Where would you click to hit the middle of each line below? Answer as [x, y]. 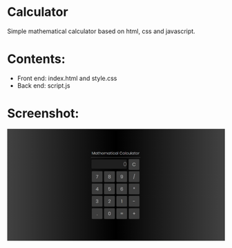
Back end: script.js [43, 85]
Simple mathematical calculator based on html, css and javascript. [101, 31]
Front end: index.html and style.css [67, 78]
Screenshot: [43, 114]
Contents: [36, 59]
